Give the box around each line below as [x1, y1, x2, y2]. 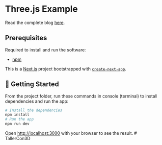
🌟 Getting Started [5, 80, 59, 89]
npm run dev [5, 121, 29, 126]
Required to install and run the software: [5, 47, 86, 52]
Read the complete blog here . [5, 20, 65, 25]
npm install [5, 112, 29, 117]
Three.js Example [5, 3, 78, 15]
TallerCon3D [5, 136, 30, 142]
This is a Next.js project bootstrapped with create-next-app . [5, 66, 127, 72]
